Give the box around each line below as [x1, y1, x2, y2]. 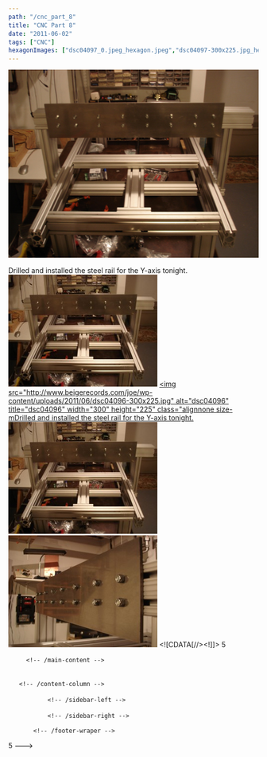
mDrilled [8, 413, 36, 423]
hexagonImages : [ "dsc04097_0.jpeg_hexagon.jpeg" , [8, 46, 176, 55]
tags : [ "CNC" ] [8, 38, 56, 46]
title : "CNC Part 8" [8, 21, 77, 29]
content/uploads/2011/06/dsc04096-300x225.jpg [8, 396, 172, 406]
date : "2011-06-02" [8, 29, 73, 37]
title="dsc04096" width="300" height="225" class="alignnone [8, 404, 215, 414]
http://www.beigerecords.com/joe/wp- [26, 388, 153, 397]
